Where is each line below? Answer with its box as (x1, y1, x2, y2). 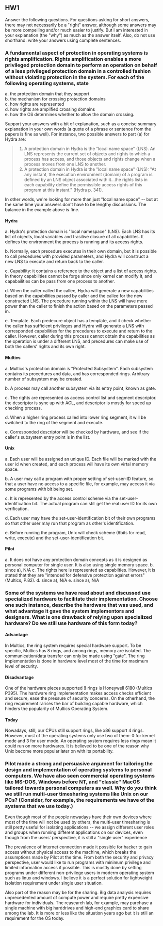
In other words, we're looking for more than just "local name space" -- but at (5, 197, 158, 202)
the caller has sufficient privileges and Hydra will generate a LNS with (5, 323, 144, 329)
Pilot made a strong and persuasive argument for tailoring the (5, 761, 153, 767)
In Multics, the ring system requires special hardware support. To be (5, 643, 142, 648)
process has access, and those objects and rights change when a (24, 156, 156, 162)
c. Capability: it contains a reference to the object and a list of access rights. (5, 268, 158, 274)
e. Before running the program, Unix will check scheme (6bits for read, (5, 529, 147, 535)
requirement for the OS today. (5, 915, 65, 921)
